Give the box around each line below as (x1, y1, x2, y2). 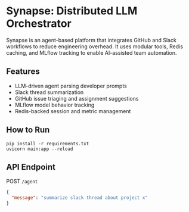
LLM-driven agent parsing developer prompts (14, 82, 127, 89)
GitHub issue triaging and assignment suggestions (14, 95, 139, 102)
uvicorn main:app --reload (6, 146, 73, 152)
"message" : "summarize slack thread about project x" (11, 195, 148, 201)
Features (6, 67, 40, 77)
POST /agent (6, 177, 38, 185)
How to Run (6, 125, 50, 135)
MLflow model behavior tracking (14, 101, 95, 108)
